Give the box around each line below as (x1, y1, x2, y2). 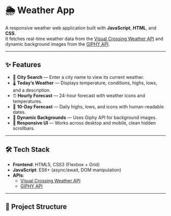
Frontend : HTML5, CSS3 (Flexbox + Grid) (12, 161, 100, 167)
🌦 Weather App (5, 5, 75, 16)
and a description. (12, 87, 51, 93)
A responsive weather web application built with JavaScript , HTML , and (5, 24, 157, 31)
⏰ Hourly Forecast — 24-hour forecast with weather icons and (12, 92, 146, 99)
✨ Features (5, 60, 41, 69)
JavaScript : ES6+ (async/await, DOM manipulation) (12, 167, 122, 173)
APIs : (12, 172, 24, 178)
